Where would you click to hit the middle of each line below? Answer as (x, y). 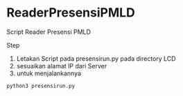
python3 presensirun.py (41, 86)
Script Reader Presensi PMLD (49, 32)
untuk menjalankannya (49, 73)
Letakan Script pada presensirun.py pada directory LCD (96, 58)
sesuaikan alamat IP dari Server (62, 66)
